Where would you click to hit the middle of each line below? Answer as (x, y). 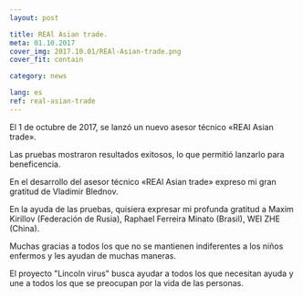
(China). (25, 228)
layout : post (34, 18)
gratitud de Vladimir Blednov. (64, 191)
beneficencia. (35, 164)
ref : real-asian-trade (52, 101)
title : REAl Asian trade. (58, 34)
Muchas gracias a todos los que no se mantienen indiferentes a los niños (146, 246)
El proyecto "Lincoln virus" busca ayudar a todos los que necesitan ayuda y (151, 273)
